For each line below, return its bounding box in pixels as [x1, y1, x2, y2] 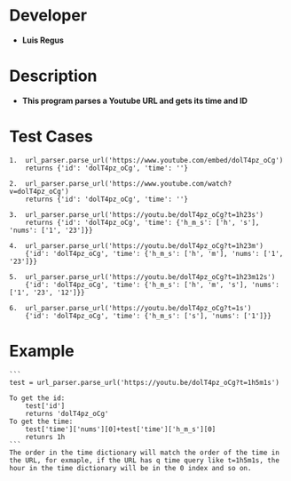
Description [9, 66, 98, 86]
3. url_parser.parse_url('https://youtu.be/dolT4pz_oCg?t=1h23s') [9, 210, 264, 219]
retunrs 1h [25, 432, 66, 441]
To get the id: [9, 393, 66, 403]
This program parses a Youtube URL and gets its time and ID [21, 95, 248, 106]
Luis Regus [21, 35, 65, 45]
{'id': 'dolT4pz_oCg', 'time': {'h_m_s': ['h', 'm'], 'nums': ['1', [25, 249, 284, 258]
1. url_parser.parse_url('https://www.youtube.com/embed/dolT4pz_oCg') [9, 156, 284, 164]
